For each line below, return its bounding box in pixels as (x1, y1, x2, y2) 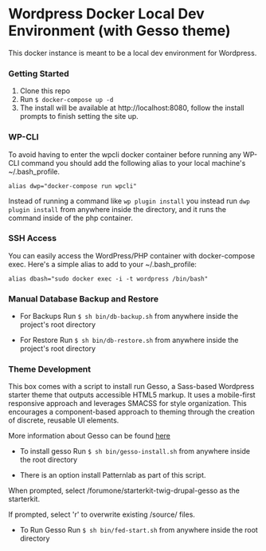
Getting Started (8, 68, 69, 79)
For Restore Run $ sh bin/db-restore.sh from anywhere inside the (19, 336, 239, 345)
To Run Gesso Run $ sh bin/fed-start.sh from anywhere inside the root (19, 525, 259, 535)
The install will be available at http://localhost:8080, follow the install (19, 103, 244, 112)
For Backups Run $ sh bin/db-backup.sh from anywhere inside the (19, 312, 239, 321)
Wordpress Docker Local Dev (8, 5, 205, 23)
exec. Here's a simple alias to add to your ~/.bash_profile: (8, 259, 198, 269)
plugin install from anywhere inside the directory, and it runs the (8, 204, 227, 214)
